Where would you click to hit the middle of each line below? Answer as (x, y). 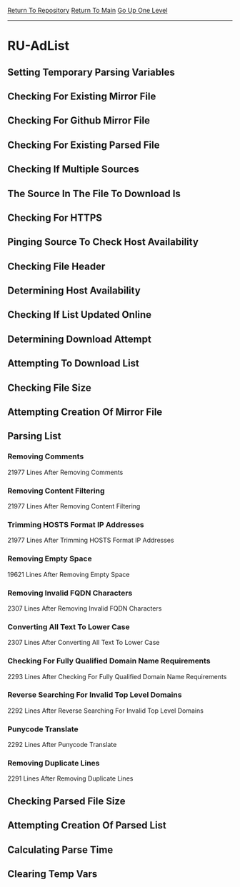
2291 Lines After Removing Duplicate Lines (70, 778)
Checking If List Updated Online (80, 315)
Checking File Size (49, 387)
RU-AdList (39, 46)
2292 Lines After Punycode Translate (62, 745)
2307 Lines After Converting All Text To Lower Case (84, 643)
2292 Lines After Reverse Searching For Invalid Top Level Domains (105, 711)
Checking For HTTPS (55, 217)
